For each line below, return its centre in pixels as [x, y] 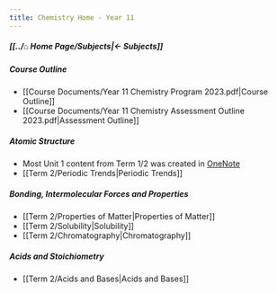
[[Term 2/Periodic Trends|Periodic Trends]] [102, 173]
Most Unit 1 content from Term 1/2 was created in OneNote [131, 164]
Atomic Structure [42, 141]
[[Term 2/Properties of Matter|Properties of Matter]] [119, 216]
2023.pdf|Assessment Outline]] [80, 120]
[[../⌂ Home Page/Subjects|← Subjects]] [86, 47]
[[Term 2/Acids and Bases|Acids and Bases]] [106, 279]
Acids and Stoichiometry [57, 256]
